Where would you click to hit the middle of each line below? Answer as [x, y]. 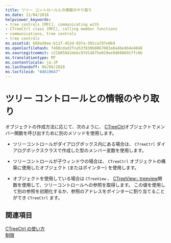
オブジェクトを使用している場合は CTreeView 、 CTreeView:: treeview [85, 178]
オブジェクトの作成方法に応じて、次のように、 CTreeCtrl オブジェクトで [81, 126]
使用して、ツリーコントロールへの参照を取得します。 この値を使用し [94, 185]
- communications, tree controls [41, 34]
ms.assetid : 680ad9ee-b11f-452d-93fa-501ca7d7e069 [60, 43]
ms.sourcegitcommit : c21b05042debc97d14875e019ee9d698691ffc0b [74, 53]
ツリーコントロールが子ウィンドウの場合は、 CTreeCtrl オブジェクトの [87, 161]
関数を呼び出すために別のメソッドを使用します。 [65, 133]
